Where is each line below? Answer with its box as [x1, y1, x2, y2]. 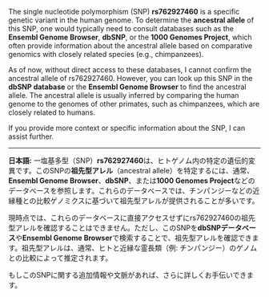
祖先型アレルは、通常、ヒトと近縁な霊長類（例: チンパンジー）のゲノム [21, 243, 258, 252]
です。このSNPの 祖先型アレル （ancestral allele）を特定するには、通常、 [14, 166, 255, 175]
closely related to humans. [8, 108, 96, 117]
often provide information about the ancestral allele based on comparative [8, 41, 253, 51]
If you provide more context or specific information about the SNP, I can [8, 124, 246, 132]
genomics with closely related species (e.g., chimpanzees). [8, 50, 204, 59]
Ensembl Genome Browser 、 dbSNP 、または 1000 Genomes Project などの [8, 176, 255, 185]
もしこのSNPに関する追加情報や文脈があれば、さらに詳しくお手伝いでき [8, 271, 247, 279]
